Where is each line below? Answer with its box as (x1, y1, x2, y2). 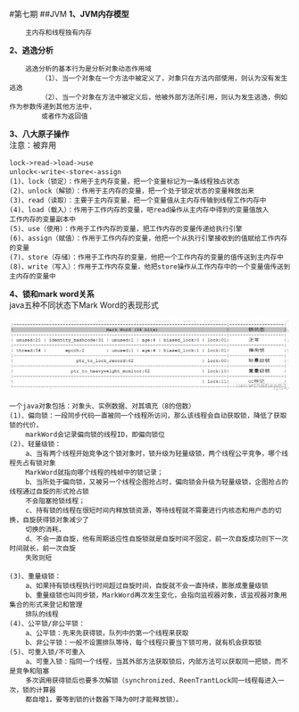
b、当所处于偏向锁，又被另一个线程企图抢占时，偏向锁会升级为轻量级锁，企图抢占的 (25, 477, 288, 487)
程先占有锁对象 (9, 459, 56, 468)
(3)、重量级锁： (9, 572, 62, 581)
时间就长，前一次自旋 (9, 544, 76, 553)
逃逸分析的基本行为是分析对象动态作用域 (25, 64, 152, 73)
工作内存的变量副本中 (9, 215, 76, 224)
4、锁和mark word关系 (9, 289, 96, 299)
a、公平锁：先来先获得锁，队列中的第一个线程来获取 (25, 629, 189, 638)
